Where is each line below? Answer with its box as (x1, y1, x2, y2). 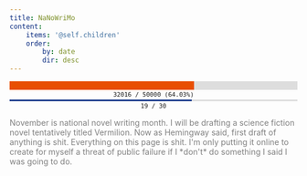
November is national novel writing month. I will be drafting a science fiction (9, 118, 295, 128)
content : (9, 22, 43, 31)
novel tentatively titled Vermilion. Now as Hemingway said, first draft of (9, 127, 277, 138)
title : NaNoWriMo (9, 13, 76, 23)
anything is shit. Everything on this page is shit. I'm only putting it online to (9, 137, 290, 147)
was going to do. (9, 156, 73, 167)
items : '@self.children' (26, 30, 121, 39)
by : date (42, 47, 76, 57)
